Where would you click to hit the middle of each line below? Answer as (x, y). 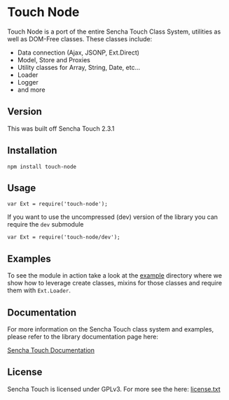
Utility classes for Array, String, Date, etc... (79, 67)
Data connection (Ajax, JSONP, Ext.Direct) (78, 52)
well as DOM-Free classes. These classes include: (80, 38)
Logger (28, 82)
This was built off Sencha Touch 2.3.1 (61, 128)
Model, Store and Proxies (54, 59)
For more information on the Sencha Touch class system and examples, (111, 329)
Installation (32, 151)
